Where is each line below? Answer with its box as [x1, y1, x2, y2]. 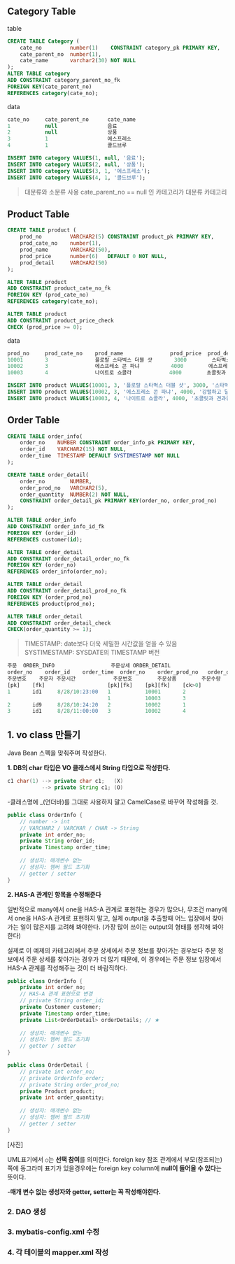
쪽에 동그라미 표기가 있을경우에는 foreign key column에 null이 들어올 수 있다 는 [7, 1164, 222, 1172]
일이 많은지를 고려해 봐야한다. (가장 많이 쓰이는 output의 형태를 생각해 [20, 923, 211, 931]
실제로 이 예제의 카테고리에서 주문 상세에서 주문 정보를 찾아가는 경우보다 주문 [7, 946, 217, 954]
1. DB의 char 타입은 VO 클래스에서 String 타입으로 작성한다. [7, 764, 171, 772]
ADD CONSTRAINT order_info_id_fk [7, 523, 105, 530]
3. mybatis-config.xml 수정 [7, 1227, 100, 1237]
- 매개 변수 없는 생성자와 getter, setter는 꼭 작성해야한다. [7, 1187, 161, 1195]
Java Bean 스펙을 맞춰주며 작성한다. [7, 748, 107, 758]
